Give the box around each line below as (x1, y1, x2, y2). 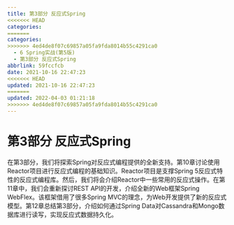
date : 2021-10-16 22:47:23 (7, 68, 86, 75)
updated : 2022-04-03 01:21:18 (7, 95, 96, 102)
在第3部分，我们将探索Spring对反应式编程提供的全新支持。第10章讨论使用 (7, 158, 220, 166)
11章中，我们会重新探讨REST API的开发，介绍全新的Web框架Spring (7, 184, 200, 192)
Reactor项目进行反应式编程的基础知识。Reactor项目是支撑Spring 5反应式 (7, 166, 217, 175)
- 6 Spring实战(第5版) (13, 50, 75, 57)
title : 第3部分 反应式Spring (7, 10, 86, 17)
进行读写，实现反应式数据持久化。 (19, 210, 117, 219)
